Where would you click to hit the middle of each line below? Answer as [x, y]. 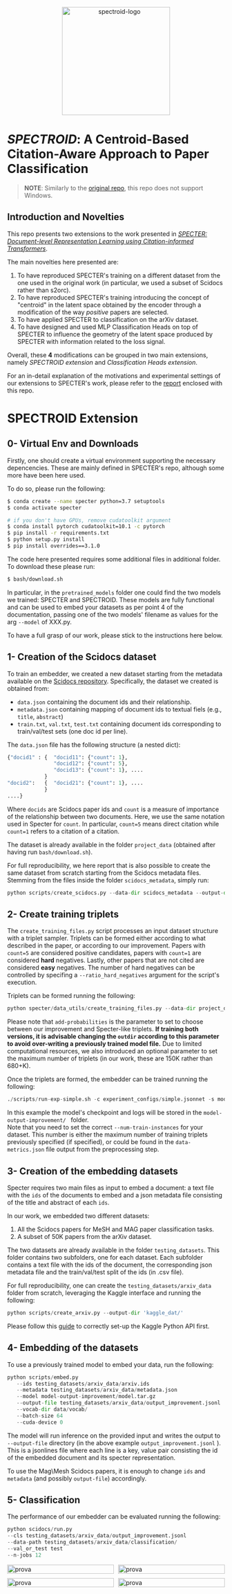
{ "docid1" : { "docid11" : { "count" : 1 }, [68, 757]
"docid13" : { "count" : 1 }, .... [98, 770]
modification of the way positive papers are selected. [93, 312]
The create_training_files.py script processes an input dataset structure [113, 931]
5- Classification [44, 1500]
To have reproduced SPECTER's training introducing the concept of [113, 297]
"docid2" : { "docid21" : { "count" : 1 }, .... [75, 783]
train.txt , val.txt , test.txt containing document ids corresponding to [119, 724]
